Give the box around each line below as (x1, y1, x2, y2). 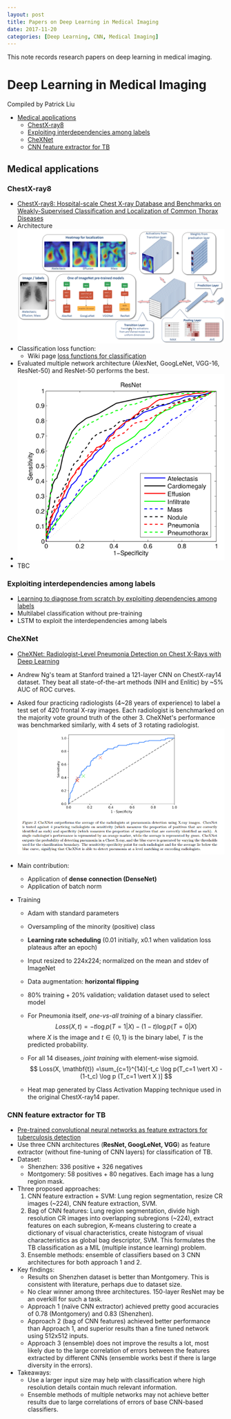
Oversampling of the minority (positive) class (27, 922, 155, 930)
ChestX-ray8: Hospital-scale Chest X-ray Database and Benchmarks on (17, 199, 221, 208)
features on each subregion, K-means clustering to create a (27, 1222, 197, 1230)
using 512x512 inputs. (27, 1332, 89, 1340)
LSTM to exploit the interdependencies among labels (17, 617, 168, 625)
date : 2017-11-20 (7, 26, 57, 33)
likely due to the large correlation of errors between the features (27, 1346, 210, 1355)
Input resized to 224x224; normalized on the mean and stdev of (27, 956, 209, 965)
